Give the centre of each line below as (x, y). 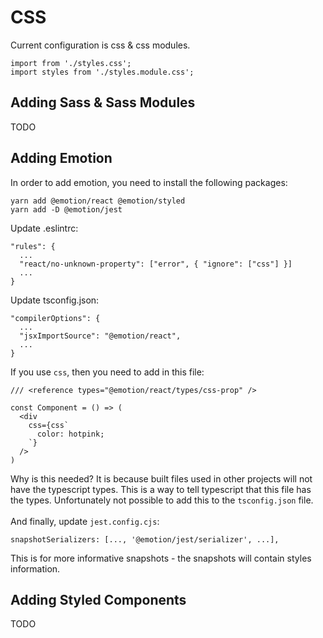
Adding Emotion (61, 158)
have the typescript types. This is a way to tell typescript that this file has (161, 489)
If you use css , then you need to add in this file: (107, 372)
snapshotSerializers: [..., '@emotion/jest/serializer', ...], (145, 539)
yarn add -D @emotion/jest (66, 209)
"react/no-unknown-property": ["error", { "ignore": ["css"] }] (156, 264)
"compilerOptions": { (55, 318)
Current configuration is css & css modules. (100, 45)
